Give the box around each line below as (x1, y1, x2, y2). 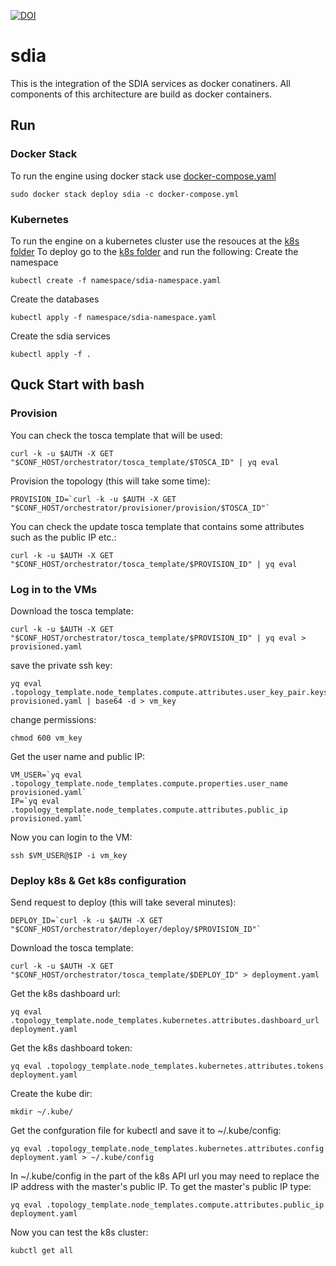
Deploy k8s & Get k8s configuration (10, 873, 187, 887)
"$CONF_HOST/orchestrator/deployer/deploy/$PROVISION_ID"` (10, 925, 262, 935)
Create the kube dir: (10, 1088, 93, 1100)
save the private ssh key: (10, 659, 113, 671)
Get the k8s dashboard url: (10, 988, 121, 1000)
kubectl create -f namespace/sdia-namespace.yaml (10, 275, 222, 285)
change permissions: (10, 713, 97, 725)
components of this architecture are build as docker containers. (10, 88, 273, 100)
